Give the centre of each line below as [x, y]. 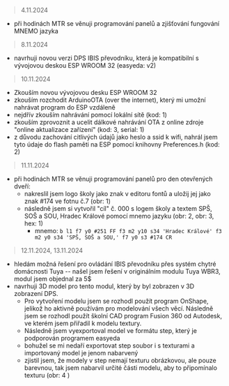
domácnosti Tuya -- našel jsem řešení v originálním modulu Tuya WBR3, [117, 271]
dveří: [22, 186]
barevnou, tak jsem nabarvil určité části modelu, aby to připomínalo [121, 368]
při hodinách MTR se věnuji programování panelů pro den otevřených [113, 179]
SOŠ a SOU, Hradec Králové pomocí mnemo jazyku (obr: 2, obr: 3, [119, 216]
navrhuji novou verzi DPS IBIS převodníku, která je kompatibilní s [106, 58]
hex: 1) [34, 223]
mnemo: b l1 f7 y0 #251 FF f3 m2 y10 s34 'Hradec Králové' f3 [128, 231]
